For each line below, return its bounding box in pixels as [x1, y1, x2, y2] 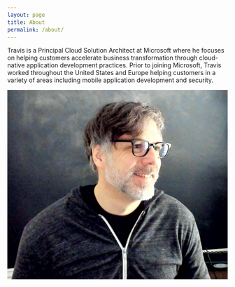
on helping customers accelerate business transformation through [7, 53, 198, 62]
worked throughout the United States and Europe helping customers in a [7, 69, 216, 77]
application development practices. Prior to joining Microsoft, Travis [26, 61, 222, 69]
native [7, 61, 25, 69]
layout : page [7, 11, 45, 18]
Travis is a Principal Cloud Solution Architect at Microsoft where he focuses [7, 46, 225, 55]
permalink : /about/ [7, 26, 64, 33]
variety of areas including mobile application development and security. [7, 76, 213, 84]
